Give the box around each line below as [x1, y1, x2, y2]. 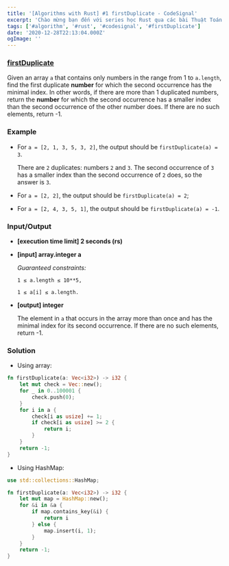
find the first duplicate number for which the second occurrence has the [7, 81, 213, 89]
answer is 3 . [16, 177, 51, 186]
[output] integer [16, 301, 64, 309]
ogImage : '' [7, 36, 41, 42]
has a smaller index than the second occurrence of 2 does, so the [16, 171, 202, 179]
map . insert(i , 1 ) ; [43, 527, 97, 534]
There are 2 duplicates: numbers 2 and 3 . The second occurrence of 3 [16, 163, 215, 171]
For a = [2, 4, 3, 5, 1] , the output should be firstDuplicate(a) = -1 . [16, 204, 220, 212]
